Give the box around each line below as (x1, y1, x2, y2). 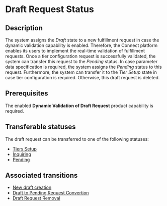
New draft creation (12, 184, 52, 190)
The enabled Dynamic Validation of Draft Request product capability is (5, 102, 153, 109)
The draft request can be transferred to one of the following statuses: (5, 136, 149, 142)
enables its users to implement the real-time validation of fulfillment (5, 48, 145, 54)
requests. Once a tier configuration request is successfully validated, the (5, 53, 156, 59)
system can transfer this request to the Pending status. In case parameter (5, 59, 158, 64)
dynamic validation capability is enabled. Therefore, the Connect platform (5, 42, 158, 48)
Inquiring (12, 151, 31, 157)
